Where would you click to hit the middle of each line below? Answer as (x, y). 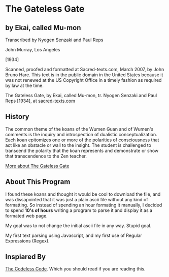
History (17, 117)
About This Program (38, 182)
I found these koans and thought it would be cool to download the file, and (83, 194)
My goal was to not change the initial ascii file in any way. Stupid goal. (78, 225)
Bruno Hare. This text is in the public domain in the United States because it (84, 75)
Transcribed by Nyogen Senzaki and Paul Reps (54, 40)
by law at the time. (25, 85)
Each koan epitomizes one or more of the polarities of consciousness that (82, 140)
